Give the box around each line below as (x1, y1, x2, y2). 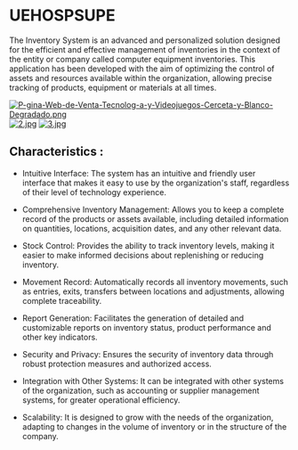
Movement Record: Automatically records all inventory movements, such (21, 276, 289, 287)
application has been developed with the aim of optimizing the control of (9, 63, 275, 74)
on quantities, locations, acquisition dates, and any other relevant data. (21, 223, 282, 233)
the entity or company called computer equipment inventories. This (9, 53, 256, 64)
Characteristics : (9, 144, 104, 160)
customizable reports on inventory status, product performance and (21, 322, 271, 332)
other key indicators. (21, 331, 98, 342)
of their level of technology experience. (21, 186, 167, 197)
